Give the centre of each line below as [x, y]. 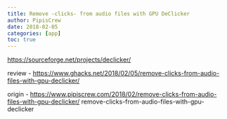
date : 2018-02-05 [33, 27]
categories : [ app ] [34, 33]
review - [19, 73]
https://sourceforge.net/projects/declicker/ [69, 59]
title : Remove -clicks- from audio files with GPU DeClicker [99, 14]
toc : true [22, 40]
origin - [18, 94]
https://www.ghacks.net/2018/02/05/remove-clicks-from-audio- [126, 73]
